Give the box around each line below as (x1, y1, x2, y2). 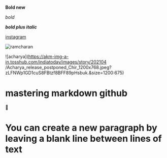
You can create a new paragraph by (5, 122, 157, 134)
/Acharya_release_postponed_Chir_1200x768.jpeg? (5, 65, 112, 70)
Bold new (5, 5, 25, 10)
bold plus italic (5, 24, 37, 30)
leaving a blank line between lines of (5, 133, 162, 144)
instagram (5, 34, 26, 40)
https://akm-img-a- (28, 53, 69, 59)
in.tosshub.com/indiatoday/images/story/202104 (5, 59, 107, 65)
